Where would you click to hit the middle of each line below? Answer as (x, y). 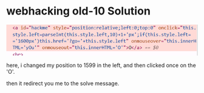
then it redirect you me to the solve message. (63, 83)
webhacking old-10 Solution (78, 11)
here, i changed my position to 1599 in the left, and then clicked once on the (101, 65)
